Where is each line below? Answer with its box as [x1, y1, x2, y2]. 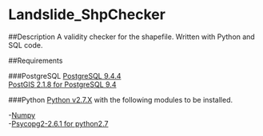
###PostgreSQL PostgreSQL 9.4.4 [8, 71, 122, 80]
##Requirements [8, 56, 63, 65]
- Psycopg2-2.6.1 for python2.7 [8, 119, 109, 128]
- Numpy [8, 110, 36, 120]
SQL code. [8, 40, 43, 49]
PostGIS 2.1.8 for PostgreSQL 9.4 [8, 80, 117, 89]
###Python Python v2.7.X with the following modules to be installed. [8, 95, 233, 104]
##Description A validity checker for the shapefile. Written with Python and [8, 32, 256, 41]
